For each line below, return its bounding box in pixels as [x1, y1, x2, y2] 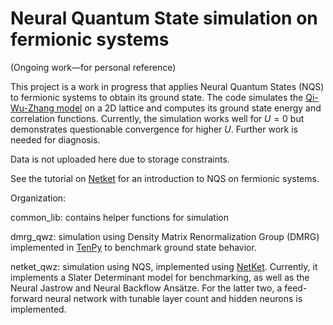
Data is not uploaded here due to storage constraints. [10, 153, 230, 165]
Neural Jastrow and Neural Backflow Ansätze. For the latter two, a [10, 282, 283, 294]
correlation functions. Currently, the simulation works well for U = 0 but [10, 112, 305, 124]
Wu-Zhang [10, 102, 55, 114]
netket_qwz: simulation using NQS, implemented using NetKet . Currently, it [10, 260, 318, 272]
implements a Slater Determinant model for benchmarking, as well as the [10, 271, 310, 283]
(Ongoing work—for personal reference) [10, 61, 177, 73]
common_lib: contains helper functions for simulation [10, 211, 229, 223]
